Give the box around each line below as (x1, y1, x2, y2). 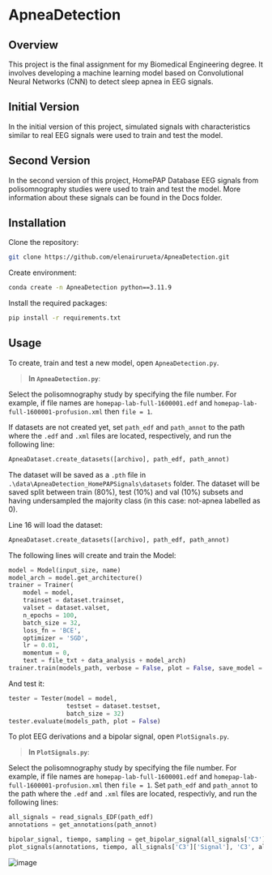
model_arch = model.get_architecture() (8, 573, 143, 581)
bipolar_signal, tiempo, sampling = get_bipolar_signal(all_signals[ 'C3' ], (8, 835, 270, 844)
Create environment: (8, 268, 77, 277)
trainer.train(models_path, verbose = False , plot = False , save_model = (8, 664, 263, 672)
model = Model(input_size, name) (8, 566, 121, 574)
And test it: (8, 679, 45, 688)
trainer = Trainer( (8, 581, 74, 590)
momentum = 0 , (23, 649, 70, 658)
